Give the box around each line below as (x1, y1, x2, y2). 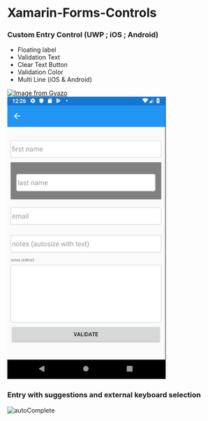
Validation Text (17, 53, 61, 62)
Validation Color (17, 68, 64, 76)
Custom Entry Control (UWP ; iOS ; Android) (7, 30, 159, 40)
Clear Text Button (17, 61, 68, 69)
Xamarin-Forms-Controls (7, 5, 157, 21)
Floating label (17, 45, 57, 54)
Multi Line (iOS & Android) (17, 76, 92, 84)
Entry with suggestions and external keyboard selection (7, 390, 201, 400)
